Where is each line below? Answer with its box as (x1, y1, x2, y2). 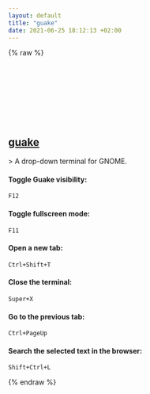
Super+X (8, 295, 34, 303)
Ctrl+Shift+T (8, 261, 51, 269)
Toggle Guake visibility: (8, 174, 88, 184)
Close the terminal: (8, 277, 73, 287)
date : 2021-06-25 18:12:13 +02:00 (8, 26, 122, 34)
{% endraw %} (8, 377, 57, 387)
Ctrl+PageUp (8, 330, 47, 338)
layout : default (8, 11, 62, 20)
